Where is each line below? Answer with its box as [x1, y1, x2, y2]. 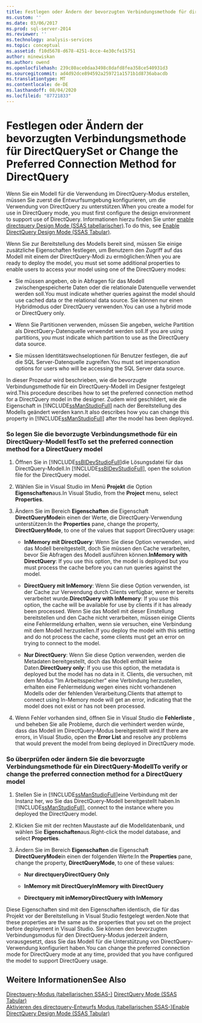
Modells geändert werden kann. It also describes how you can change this [6, 408, 189, 416]
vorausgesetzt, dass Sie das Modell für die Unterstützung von [6, 938, 160, 945]
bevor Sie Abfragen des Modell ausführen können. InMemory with [23, 551, 188, 558]
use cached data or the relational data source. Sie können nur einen [14, 296, 183, 304]
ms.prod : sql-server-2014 [6, 25, 71, 32]
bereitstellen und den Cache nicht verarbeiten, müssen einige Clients [23, 614, 195, 621]
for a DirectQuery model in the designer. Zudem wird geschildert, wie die [6, 395, 187, 402]
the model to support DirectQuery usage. [6, 957, 108, 965]
